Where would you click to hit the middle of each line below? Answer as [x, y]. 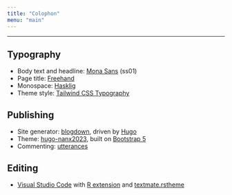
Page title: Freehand [46, 78]
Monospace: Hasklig [46, 86]
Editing [23, 168]
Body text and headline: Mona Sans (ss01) [77, 71]
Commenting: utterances [52, 147]
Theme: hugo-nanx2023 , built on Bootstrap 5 [81, 139]
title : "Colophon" [33, 13]
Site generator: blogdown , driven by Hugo [77, 131]
